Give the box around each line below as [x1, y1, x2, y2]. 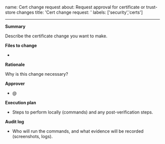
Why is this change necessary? [5, 71, 68, 77]
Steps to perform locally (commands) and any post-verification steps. [12, 109, 153, 115]
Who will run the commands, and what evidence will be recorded [12, 128, 144, 134]
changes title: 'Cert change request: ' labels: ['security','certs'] [16, 9, 143, 15]
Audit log [5, 119, 25, 124]
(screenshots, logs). [12, 134, 53, 139]
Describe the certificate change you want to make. [5, 33, 108, 39]
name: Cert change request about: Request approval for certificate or [5, 4, 145, 10]
